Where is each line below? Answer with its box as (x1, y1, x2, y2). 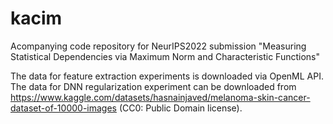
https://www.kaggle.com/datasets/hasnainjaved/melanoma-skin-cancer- (10, 91, 311, 103)
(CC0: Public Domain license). (118, 102, 243, 114)
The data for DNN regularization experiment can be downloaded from (10, 80, 297, 92)
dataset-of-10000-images (10, 102, 117, 114)
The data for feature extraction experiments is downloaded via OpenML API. (10, 70, 324, 82)
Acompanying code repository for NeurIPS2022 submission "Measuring (10, 40, 307, 52)
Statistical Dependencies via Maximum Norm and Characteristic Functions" (10, 50, 321, 62)
